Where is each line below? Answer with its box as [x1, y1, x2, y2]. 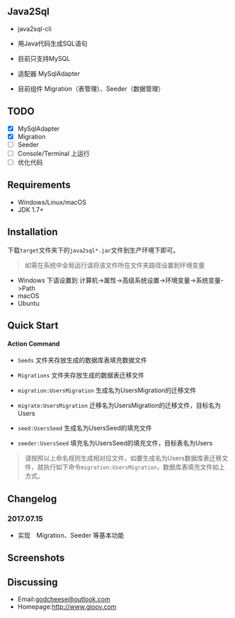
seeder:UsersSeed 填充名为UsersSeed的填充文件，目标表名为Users [17, 439, 213, 448]
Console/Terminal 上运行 [17, 149, 90, 158]
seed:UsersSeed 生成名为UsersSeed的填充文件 [17, 424, 152, 432]
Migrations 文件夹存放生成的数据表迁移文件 [17, 371, 145, 380]
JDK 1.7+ [17, 205, 44, 214]
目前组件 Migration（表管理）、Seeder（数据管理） [17, 84, 165, 93]
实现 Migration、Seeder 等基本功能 [17, 531, 125, 539]
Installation [7, 226, 58, 238]
